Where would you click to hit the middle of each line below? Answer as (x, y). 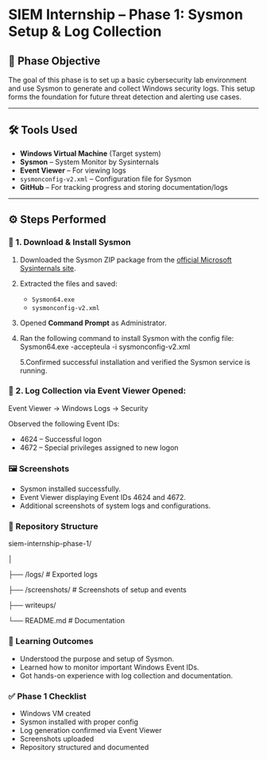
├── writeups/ (32, 605)
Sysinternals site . (48, 268)
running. (33, 370)
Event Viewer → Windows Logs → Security (78, 408)
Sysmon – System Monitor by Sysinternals (89, 161)
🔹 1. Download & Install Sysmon (70, 242)
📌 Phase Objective (54, 61)
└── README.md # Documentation (67, 621)
